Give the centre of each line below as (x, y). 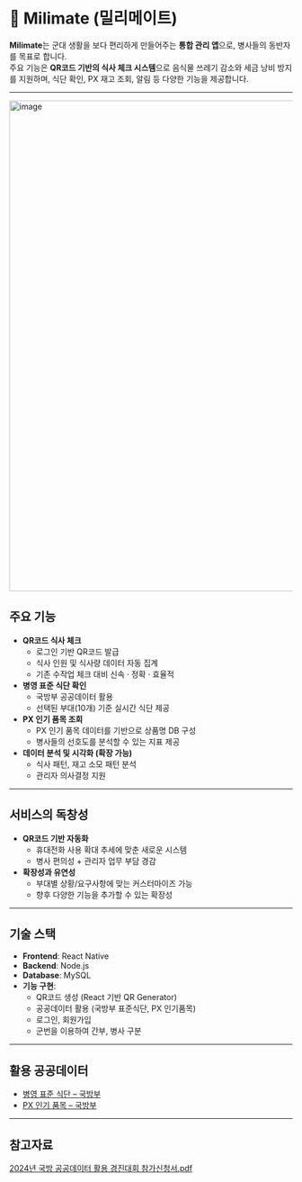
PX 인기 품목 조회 (53, 719)
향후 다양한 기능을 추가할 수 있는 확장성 (104, 894)
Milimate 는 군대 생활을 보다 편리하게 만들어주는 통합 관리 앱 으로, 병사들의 (138, 45)
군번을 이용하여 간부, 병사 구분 (89, 1031)
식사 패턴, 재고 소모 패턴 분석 (86, 764)
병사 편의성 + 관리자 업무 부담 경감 (96, 861)
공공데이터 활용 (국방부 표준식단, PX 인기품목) (115, 1008)
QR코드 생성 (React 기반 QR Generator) (107, 997)
